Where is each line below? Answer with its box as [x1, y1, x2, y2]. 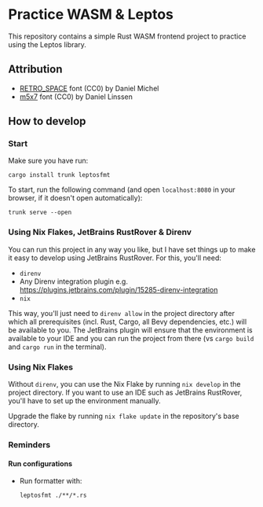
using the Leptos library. [8, 39, 86, 49]
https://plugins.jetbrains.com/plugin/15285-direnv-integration [19, 285, 218, 294]
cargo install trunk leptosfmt [8, 171, 111, 179]
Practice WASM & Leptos [8, 6, 174, 24]
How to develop [8, 115, 86, 128]
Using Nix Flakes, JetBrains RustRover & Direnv [8, 226, 192, 237]
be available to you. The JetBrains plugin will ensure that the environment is [8, 325, 253, 335]
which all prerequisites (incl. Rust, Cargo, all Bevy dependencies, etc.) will [8, 317, 247, 326]
